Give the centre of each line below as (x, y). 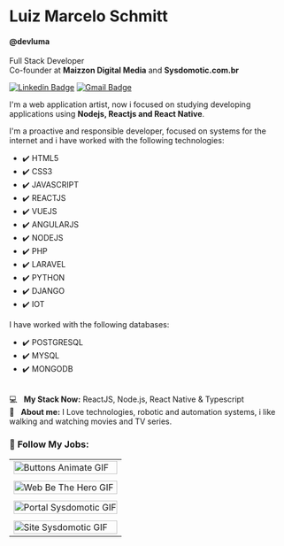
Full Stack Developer (47, 61)
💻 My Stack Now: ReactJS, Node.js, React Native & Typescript (127, 399)
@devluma (30, 41)
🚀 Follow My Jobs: (49, 444)
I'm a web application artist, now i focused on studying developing (130, 104)
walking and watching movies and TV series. (91, 421)
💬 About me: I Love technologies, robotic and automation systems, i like (142, 412)
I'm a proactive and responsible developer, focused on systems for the (138, 131)
